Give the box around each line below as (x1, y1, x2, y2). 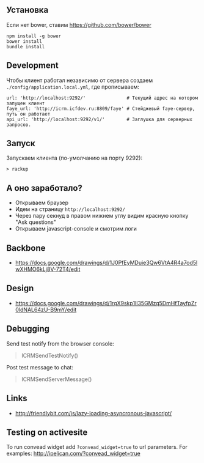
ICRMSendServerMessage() (21, 376, 92, 383)
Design (6, 283, 34, 294)
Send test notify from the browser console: (6, 339, 114, 347)
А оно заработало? (6, 183, 82, 193)
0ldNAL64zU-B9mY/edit (15, 306, 77, 313)
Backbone (6, 243, 46, 253)
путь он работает (6, 111, 51, 117)
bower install (6, 38, 43, 45)
